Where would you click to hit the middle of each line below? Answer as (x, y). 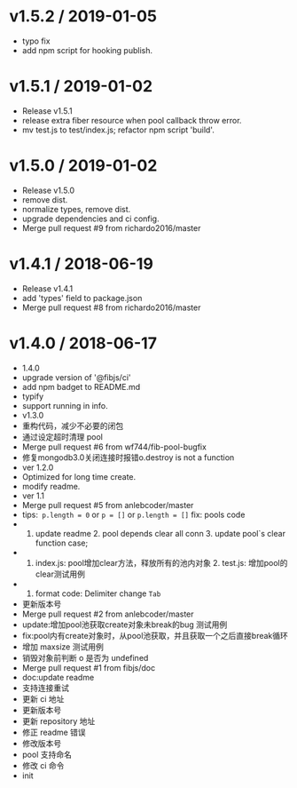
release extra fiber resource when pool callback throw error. (132, 120)
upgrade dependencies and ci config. (90, 219)
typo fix (36, 41)
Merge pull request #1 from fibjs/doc (89, 667)
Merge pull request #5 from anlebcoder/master (108, 505)
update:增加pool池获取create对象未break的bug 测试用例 (125, 625)
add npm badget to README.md (81, 386)
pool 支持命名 (47, 754)
